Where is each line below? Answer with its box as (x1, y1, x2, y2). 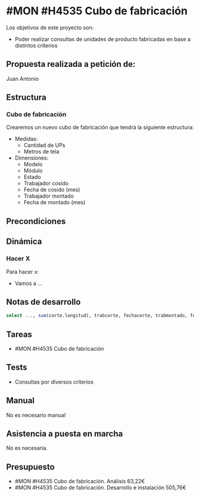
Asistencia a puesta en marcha (6, 429, 123, 439)
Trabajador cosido (23, 180, 69, 187)
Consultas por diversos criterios (14, 378, 94, 385)
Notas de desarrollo (6, 297, 81, 307)
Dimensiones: (14, 154, 49, 162)
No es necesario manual (6, 411, 66, 419)
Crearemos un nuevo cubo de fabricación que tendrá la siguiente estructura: (6, 124, 194, 131)
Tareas (6, 329, 33, 339)
